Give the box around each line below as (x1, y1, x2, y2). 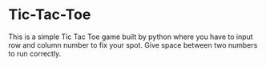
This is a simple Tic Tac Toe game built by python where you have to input (8, 32, 254, 41)
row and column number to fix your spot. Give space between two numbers (8, 40, 258, 49)
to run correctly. (8, 49, 62, 58)
